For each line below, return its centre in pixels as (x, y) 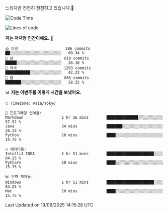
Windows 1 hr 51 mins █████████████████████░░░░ (84, 182)
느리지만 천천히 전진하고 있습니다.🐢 (40, 8)
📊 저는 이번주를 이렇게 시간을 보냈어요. (44, 92)
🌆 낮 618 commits (47, 58)
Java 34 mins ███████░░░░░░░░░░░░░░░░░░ (84, 126)
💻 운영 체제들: (19, 177)
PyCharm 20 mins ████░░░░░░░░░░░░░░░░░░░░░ (84, 163)
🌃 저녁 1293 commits (48, 68)
